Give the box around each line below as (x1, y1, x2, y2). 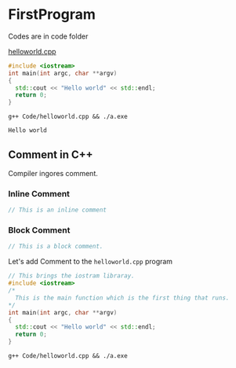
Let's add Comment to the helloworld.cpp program (8, 257, 173, 267)
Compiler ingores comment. (8, 169, 98, 178)
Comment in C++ (8, 148, 93, 161)
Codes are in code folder (8, 31, 89, 41)
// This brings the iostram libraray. (8, 272, 135, 280)
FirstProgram (8, 6, 96, 24)
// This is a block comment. (8, 242, 103, 251)
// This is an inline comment (8, 206, 107, 214)
